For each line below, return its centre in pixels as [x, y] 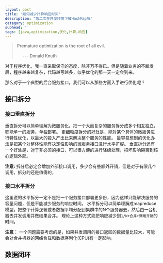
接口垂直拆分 [20, 114]
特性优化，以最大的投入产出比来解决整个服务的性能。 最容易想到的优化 [80, 138]
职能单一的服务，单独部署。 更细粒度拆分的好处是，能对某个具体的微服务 [78, 132]
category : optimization [29, 23]
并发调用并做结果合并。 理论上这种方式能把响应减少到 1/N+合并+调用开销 [83, 216]
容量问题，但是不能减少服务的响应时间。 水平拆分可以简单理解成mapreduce [81, 203]
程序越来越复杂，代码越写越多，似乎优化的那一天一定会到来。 [75, 72]
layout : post [18, 9]
